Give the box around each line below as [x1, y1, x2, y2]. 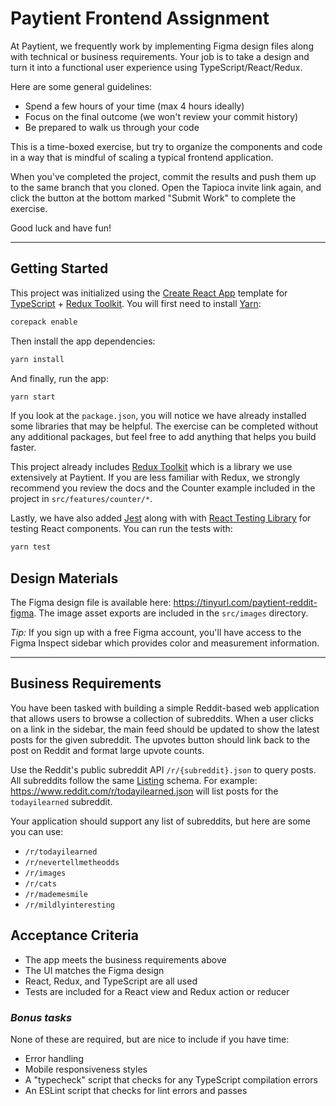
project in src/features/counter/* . [10, 493, 153, 505]
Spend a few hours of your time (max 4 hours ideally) [24, 100, 245, 112]
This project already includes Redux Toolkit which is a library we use [10, 461, 293, 473]
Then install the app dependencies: [10, 335, 156, 347]
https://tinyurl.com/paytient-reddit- [173, 597, 318, 609]
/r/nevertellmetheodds [24, 857, 120, 867]
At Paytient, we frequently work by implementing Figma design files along [10, 40, 314, 52]
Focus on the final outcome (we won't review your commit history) [24, 110, 299, 122]
